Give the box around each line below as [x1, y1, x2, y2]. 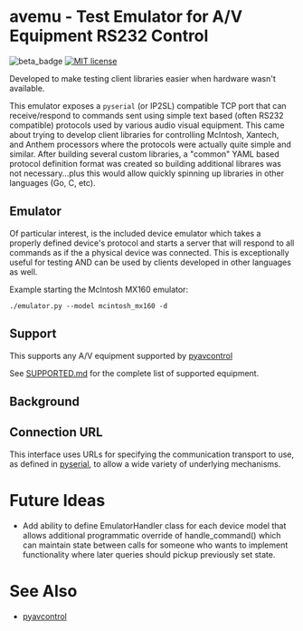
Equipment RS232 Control [9, 25, 209, 46]
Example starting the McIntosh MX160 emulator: [9, 284, 188, 295]
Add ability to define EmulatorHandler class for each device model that [22, 519, 287, 531]
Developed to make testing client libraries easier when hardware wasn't [9, 73, 276, 83]
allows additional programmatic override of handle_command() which [22, 529, 282, 540]
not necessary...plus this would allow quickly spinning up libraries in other [9, 168, 285, 179]
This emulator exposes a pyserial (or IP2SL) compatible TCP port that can [9, 100, 287, 111]
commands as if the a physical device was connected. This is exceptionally [9, 247, 289, 257]
